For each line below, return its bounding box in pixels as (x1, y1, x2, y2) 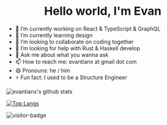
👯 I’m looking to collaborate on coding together (15, 38, 134, 45)
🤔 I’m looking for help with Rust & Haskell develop (15, 45, 141, 52)
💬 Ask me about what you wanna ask (15, 51, 109, 59)
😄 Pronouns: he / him (15, 67, 70, 74)
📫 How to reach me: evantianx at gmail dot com (15, 58, 137, 66)
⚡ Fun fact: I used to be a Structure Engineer (15, 74, 127, 81)
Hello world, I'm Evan (43, 4, 162, 18)
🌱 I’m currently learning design (15, 32, 93, 39)
